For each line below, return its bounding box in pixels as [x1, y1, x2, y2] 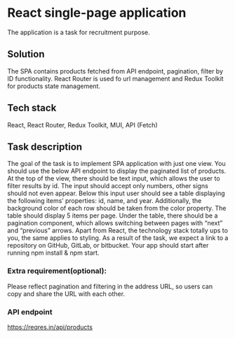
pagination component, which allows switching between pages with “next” [7, 219, 223, 227]
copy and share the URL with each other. [7, 289, 125, 298]
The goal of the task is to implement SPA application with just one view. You [7, 160, 226, 168]
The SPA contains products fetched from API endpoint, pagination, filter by [7, 66, 223, 75]
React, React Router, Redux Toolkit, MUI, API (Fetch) [7, 120, 158, 129]
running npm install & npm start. [7, 248, 100, 257]
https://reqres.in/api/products [7, 323, 93, 331]
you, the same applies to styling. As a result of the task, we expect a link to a [7, 234, 229, 242]
